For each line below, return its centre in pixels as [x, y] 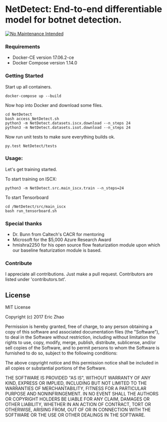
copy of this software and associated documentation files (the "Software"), [82, 332]
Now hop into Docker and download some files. [54, 105]
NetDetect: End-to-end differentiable [84, 9]
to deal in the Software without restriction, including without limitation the [80, 337]
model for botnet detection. [63, 20]
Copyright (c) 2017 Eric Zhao [35, 317]
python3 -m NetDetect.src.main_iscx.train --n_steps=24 [64, 188]
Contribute [19, 263]
